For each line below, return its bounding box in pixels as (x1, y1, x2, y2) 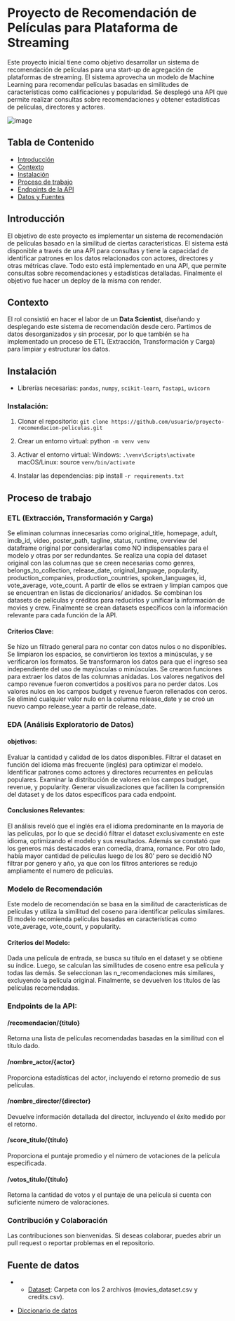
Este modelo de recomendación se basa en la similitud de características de (7, 900, 227, 908)
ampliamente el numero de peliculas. (7, 866, 114, 875)
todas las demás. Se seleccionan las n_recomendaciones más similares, (7, 969, 215, 977)
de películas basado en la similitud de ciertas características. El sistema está (7, 239, 229, 247)
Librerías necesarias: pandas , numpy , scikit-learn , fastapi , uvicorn (17, 384, 210, 392)
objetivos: (7, 737, 37, 745)
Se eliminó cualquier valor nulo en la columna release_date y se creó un (7, 695, 215, 703)
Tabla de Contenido (7, 137, 95, 149)
